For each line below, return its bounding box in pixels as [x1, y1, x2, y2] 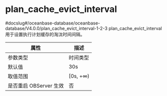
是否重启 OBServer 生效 [8, 82, 64, 89]
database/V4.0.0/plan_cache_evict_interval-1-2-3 [5, 25, 107, 31]
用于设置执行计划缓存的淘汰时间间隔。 [5, 31, 85, 37]
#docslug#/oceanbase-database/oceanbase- [5, 20, 100, 26]
